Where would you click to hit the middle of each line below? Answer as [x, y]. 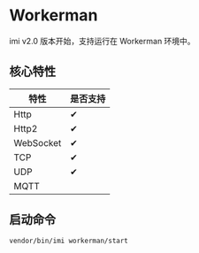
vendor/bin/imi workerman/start [69, 241]
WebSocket [38, 142]
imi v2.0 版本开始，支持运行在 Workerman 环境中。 [103, 41]
